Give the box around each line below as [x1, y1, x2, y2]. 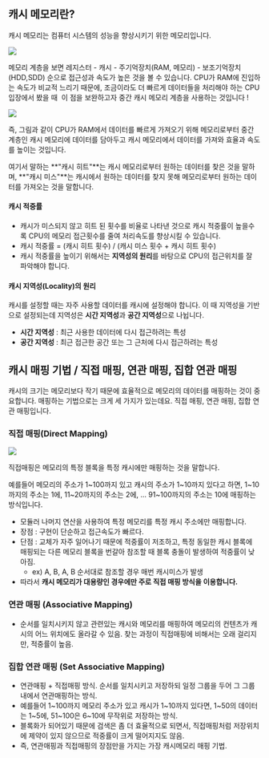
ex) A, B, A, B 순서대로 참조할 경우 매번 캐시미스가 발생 [31, 567, 204, 577]
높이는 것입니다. [16, 144, 66, 154]
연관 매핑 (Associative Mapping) [8, 599, 134, 610]
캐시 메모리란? [8, 7, 75, 22]
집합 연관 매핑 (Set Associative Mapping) [8, 661, 166, 672]
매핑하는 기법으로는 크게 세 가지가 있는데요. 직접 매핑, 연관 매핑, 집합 [38, 396, 251, 406]
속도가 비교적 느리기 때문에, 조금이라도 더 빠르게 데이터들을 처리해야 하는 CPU [16, 83, 260, 92]
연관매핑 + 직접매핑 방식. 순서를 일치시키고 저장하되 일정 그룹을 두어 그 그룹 [19, 680, 255, 690]
